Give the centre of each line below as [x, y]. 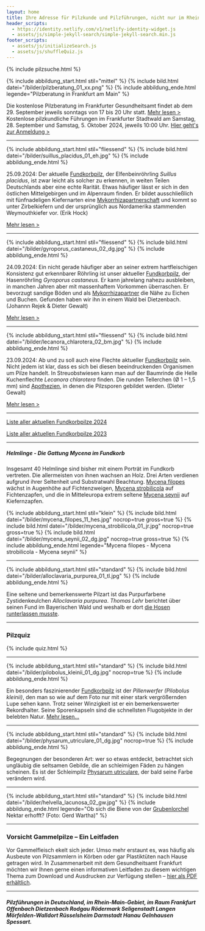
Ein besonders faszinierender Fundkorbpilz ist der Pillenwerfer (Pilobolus [98, 691]
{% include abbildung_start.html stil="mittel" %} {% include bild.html [92, 81]
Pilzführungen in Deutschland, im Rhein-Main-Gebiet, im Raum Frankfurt [101, 902]
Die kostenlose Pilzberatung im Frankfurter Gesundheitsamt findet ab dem [100, 106]
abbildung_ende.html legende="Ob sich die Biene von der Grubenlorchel [98, 809]
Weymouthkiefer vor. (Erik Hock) [47, 213]
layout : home [23, 12]
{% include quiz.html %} [37, 649]
